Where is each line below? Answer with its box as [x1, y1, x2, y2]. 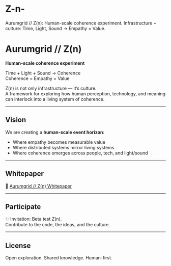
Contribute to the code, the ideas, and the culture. [5, 222, 110, 228]
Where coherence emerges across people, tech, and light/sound [12, 150, 149, 156]
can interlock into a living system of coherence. [5, 96, 105, 102]
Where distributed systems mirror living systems [12, 144, 115, 150]
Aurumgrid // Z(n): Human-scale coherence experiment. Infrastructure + [5, 20, 157, 26]
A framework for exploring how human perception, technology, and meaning [5, 90, 166, 97]
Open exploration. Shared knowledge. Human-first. [5, 255, 112, 261]
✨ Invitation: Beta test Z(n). [5, 216, 62, 222]
